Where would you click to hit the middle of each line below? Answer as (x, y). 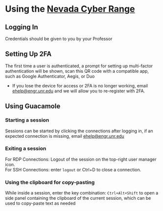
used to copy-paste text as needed (40, 203)
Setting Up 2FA (28, 54)
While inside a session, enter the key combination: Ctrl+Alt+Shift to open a (82, 193)
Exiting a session (26, 148)
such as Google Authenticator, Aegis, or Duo (50, 76)
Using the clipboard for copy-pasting (50, 182)
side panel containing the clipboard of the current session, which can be (78, 198)
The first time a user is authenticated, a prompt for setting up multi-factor (79, 66)
